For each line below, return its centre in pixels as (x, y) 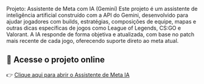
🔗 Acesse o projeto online (56, 60)
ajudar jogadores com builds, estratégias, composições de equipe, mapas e (101, 21)
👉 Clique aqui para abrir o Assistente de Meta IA (68, 74)
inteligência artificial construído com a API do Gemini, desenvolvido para (97, 15)
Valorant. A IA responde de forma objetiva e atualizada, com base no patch (100, 34)
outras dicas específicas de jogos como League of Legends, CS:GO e (94, 28)
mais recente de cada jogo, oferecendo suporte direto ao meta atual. (93, 41)
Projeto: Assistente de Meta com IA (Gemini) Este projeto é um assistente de (102, 9)
